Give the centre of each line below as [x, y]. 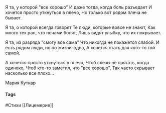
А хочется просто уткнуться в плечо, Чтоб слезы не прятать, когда [77, 62]
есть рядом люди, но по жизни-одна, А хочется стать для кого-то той [80, 48]
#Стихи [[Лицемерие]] [29, 105]
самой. [13, 53]
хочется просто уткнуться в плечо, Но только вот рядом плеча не [76, 12]
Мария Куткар [21, 83]
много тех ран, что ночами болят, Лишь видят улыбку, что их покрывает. [83, 33]
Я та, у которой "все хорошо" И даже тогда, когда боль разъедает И [78, 7]
